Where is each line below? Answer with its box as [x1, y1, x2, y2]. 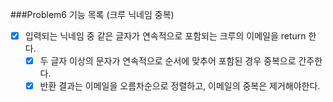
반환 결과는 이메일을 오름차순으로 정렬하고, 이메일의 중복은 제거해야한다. [39, 80, 321, 92]
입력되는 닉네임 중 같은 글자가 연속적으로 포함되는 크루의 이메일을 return [24, 30, 307, 42]
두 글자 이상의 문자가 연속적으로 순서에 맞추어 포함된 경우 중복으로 [39, 55, 297, 67]
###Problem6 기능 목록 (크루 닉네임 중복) [10, 9, 175, 20]
